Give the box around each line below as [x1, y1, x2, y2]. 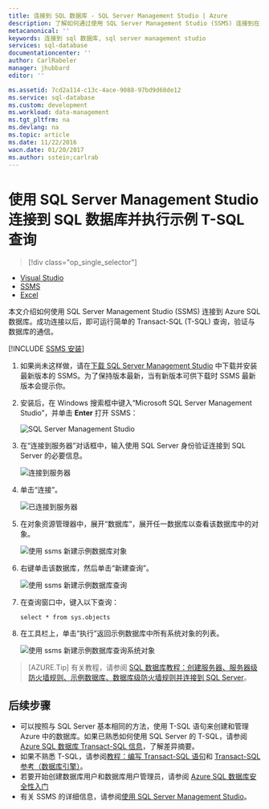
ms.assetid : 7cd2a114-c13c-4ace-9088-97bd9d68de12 [8, 86, 181, 94]
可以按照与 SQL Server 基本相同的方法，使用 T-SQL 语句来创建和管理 [19, 721, 249, 731]
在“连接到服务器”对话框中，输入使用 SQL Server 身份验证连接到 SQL [19, 441, 247, 451]
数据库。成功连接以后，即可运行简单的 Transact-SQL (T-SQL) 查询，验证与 [8, 317, 255, 326]
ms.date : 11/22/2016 [8, 138, 78, 146]
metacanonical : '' [8, 27, 70, 35]
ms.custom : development [8, 101, 88, 109]
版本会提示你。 [19, 381, 70, 390]
